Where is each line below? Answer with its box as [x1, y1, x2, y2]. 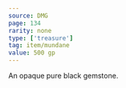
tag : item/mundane [8, 42, 70, 50]
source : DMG [8, 11, 48, 20]
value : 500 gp [8, 49, 56, 57]
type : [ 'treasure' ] [8, 34, 74, 42]
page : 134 [8, 19, 42, 27]
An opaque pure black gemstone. [8, 71, 119, 80]
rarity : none [8, 26, 52, 34]
